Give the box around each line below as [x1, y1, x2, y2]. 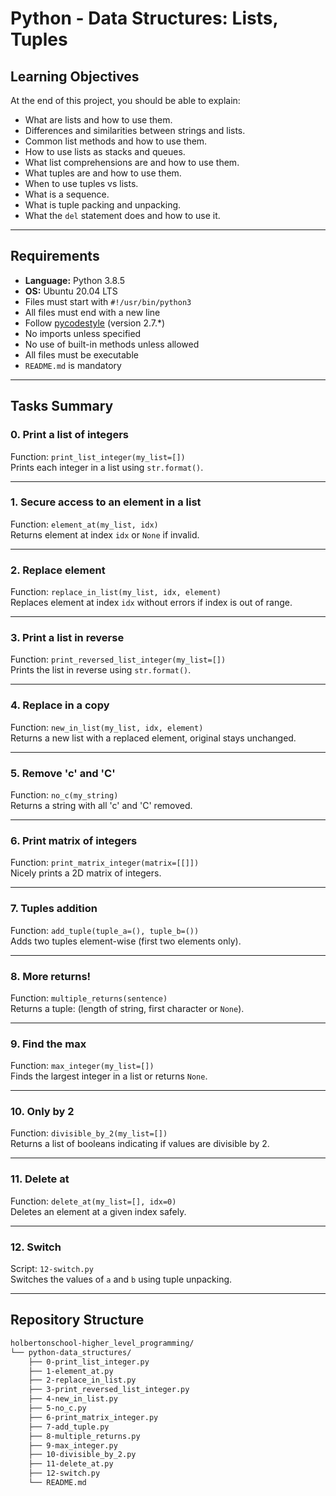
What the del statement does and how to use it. [24, 210, 221, 221]
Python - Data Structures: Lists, [10, 7, 278, 30]
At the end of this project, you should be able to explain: [10, 95, 241, 106]
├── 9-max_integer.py [28, 1440, 118, 1451]
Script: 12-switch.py [10, 1263, 94, 1275]
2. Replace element [10, 563, 106, 577]
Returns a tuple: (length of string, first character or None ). [10, 1002, 245, 1014]
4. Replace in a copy [10, 698, 110, 712]
